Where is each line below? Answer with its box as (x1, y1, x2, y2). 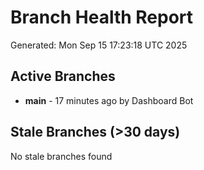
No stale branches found (10, 150, 113, 162)
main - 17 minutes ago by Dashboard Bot (24, 94, 194, 106)
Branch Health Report (10, 6, 194, 29)
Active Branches (10, 68, 116, 85)
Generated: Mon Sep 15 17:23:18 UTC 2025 (10, 39, 188, 51)
